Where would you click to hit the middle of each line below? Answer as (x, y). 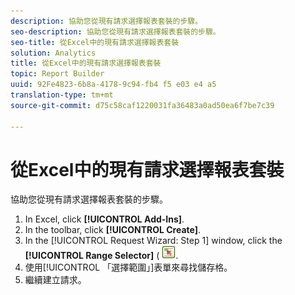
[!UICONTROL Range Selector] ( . (101, 256)
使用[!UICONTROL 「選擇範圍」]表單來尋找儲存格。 (128, 267)
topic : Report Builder (57, 74)
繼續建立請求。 (55, 280)
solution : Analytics (53, 53)
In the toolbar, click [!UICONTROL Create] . (113, 230)
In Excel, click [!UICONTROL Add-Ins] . (104, 219)
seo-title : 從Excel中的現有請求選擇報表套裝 (95, 42)
